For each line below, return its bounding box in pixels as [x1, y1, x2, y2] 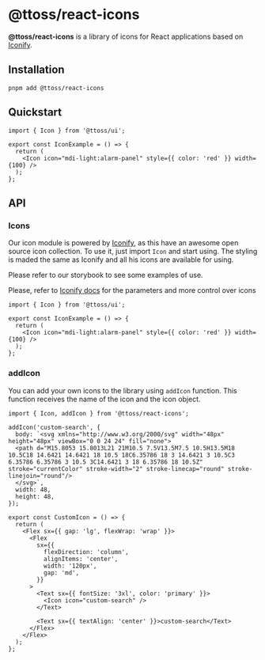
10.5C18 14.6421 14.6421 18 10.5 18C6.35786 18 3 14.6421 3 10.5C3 [8, 451, 236, 459]
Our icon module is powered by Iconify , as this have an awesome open [8, 238, 239, 248]
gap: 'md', [43, 568, 80, 577]
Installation [8, 63, 65, 77]
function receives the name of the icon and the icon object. [8, 394, 201, 404]
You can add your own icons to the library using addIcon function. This [8, 385, 237, 395]
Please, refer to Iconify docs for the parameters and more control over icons [8, 286, 256, 295]
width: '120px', [43, 562, 97, 570]
